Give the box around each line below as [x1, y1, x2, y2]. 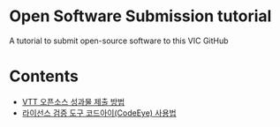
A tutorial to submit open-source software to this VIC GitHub [9, 35, 229, 46]
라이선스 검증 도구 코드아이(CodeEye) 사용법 [21, 108, 177, 118]
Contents [9, 66, 79, 86]
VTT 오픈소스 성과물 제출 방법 [21, 96, 125, 107]
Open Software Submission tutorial [9, 6, 272, 26]
